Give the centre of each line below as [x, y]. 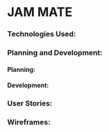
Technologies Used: [42, 34]
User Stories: [30, 103]
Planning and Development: [55, 53]
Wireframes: [29, 122]
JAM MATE [40, 12]
